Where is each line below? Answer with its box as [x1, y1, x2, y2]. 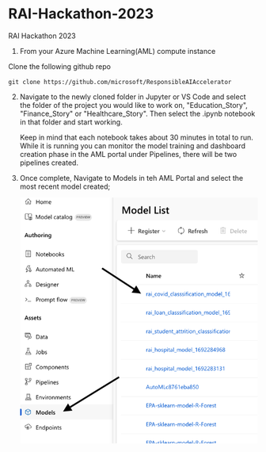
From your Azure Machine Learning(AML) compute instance [19, 46, 216, 56]
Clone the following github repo [8, 61, 111, 71]
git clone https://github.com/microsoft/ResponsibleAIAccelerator [8, 78, 232, 86]
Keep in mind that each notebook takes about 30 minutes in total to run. [19, 132, 253, 142]
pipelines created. [19, 158, 79, 167]
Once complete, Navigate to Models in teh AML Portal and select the [19, 173, 244, 182]
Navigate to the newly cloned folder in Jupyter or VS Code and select [19, 92, 246, 102]
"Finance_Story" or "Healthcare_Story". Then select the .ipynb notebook [19, 109, 256, 118]
